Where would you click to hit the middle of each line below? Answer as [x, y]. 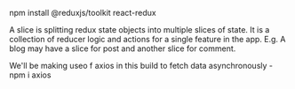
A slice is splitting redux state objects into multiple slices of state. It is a [140, 30]
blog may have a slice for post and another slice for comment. [123, 48]
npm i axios [30, 75]
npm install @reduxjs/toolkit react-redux [83, 13]
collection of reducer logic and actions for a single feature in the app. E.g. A [147, 39]
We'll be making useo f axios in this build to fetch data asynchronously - [141, 66]
